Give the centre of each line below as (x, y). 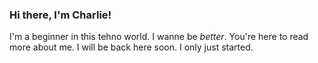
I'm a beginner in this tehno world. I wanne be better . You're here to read (159, 37)
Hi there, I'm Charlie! (60, 15)
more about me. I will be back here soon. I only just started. (131, 47)
